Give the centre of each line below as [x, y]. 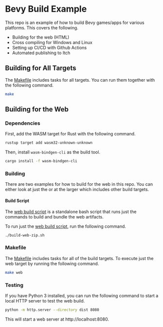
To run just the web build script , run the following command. [66, 226]
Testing [14, 285]
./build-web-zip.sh [25, 235]
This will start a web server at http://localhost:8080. [57, 319]
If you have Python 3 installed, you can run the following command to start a [82, 295]
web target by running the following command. [52, 263]
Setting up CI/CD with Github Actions [49, 47]
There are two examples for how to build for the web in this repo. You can [79, 184]
